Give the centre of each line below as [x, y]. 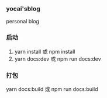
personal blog [23, 22]
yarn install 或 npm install [45, 51]
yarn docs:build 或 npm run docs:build [52, 89]
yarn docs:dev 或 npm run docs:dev [58, 59]
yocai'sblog [23, 9]
